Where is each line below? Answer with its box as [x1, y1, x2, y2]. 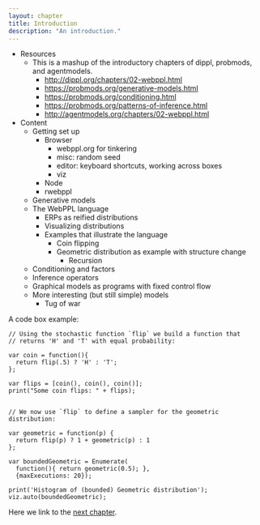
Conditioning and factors [32, 264, 116, 274]
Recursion [68, 256, 103, 266]
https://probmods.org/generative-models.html [44, 83, 198, 93]
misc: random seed [56, 152, 121, 162]
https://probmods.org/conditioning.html [44, 92, 177, 102]
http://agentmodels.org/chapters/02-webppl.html [44, 109, 210, 119]
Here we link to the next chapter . [8, 507, 117, 517]
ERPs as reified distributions [44, 212, 139, 223]
